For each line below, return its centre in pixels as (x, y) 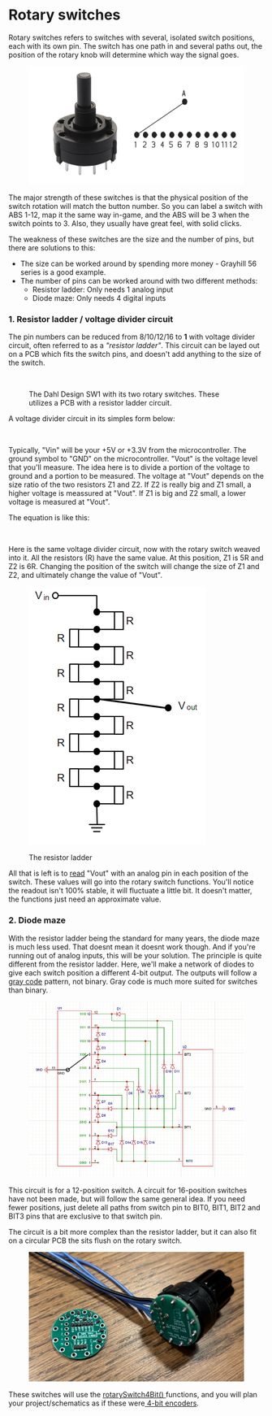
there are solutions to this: (52, 248)
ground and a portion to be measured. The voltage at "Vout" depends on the (136, 476)
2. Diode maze (37, 920)
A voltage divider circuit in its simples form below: (92, 419)
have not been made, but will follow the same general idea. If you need (127, 1199)
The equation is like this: (49, 518)
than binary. (28, 990)
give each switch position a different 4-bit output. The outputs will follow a (133, 972)
